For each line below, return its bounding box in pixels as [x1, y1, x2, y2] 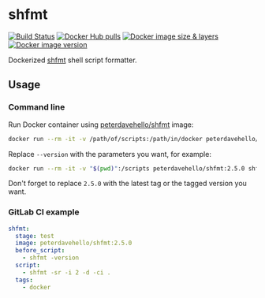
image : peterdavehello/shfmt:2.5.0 [15, 239, 132, 248]
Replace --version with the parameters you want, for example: [8, 149, 211, 158]
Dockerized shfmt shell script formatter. [8, 55, 137, 65]
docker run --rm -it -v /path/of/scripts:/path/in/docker [8, 135, 203, 143]
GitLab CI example [8, 207, 80, 218]
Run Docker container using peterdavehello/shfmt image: [8, 120, 194, 129]
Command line [8, 102, 65, 113]
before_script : [15, 247, 65, 255]
